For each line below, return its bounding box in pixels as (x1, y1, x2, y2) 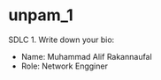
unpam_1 (8, 5, 73, 25)
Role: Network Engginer (20, 61, 108, 71)
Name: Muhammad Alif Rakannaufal (20, 51, 152, 62)
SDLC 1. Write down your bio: (8, 34, 115, 45)
